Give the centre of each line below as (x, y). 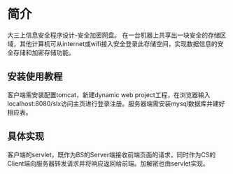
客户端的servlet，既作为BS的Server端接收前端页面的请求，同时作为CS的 (112, 154)
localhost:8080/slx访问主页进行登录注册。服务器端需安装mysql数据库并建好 (116, 103)
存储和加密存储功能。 (44, 52)
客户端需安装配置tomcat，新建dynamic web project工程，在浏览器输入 (109, 94)
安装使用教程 (35, 77)
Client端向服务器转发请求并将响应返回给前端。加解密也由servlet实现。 (108, 163)
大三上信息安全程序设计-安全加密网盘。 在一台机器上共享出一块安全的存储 (114, 35)
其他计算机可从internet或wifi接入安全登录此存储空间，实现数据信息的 (119, 43)
